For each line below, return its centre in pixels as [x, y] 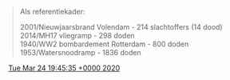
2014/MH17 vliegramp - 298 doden [77, 36]
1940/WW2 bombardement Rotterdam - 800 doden [104, 44]
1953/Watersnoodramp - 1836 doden [80, 52]
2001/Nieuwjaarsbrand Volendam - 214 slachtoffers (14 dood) [121, 27]
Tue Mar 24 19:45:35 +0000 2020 [64, 68]
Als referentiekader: [52, 12]
